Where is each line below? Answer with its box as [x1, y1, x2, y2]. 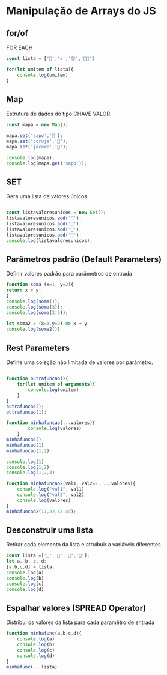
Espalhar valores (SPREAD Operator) [6, 602, 146, 613]
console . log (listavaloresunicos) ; [6, 237, 93, 244]
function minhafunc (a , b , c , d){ [6, 631, 82, 637]
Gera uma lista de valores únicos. [6, 193, 89, 200]
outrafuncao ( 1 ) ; [6, 409, 47, 415]
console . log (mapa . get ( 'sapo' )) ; [6, 160, 87, 166]
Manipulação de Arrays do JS [6, 4, 156, 18]
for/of [6, 28, 29, 38]
